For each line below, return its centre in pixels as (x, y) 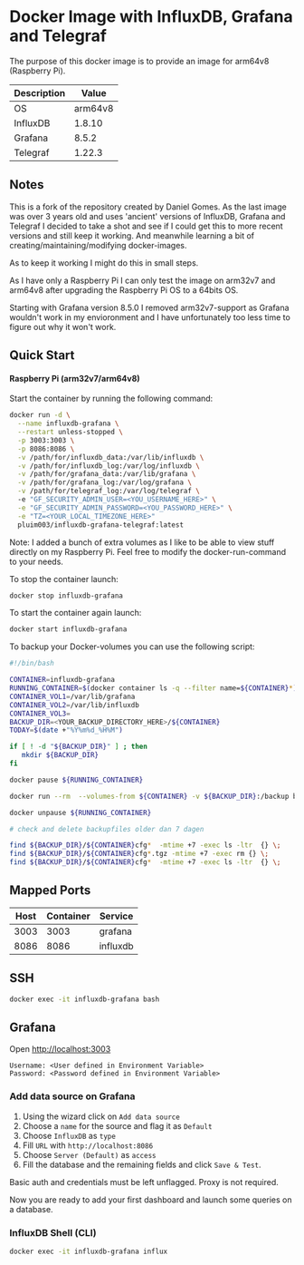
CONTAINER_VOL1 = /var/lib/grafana (72, 696)
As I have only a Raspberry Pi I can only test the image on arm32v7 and (142, 280)
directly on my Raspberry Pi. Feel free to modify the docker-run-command (148, 551)
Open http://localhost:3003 (60, 1049)
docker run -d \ (40, 415)
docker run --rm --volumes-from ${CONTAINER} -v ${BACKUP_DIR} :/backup (149, 796)
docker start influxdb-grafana (68, 629)
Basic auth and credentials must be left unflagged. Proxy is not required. (144, 1182)
